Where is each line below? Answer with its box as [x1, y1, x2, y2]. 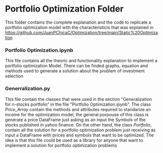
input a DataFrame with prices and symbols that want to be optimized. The [5, 132, 154, 138]
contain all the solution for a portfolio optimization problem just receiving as [5, 127, 156, 133]
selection [5, 73, 23, 79]
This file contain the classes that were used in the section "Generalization [5, 96, 152, 102]
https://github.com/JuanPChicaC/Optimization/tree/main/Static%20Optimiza [5, 29, 158, 35]
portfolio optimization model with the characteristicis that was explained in [5, 24, 154, 30]
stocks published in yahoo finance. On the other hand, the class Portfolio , [5, 122, 152, 127]
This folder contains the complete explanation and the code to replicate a [5, 19, 151, 25]
